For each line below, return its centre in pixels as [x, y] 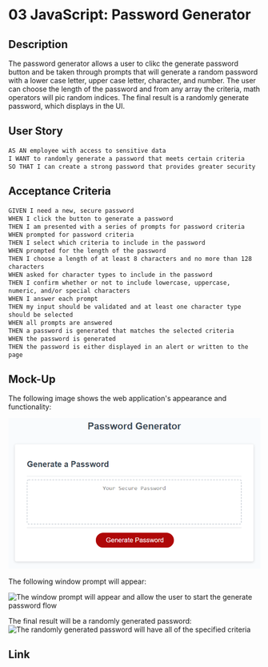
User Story [36, 131]
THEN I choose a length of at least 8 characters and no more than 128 [130, 259]
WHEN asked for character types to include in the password [111, 275]
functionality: [30, 407]
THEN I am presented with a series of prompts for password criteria [127, 227]
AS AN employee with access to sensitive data [87, 151]
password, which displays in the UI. [67, 106]
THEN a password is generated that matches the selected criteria [121, 331]
